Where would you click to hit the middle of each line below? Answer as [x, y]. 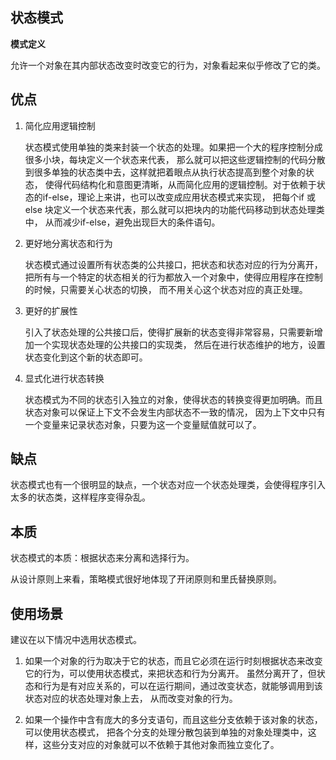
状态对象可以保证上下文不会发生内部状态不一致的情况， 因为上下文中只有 [175, 412]
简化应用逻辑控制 [60, 125]
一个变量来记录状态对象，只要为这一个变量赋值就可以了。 [143, 424]
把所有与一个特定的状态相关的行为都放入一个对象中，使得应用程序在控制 [173, 277]
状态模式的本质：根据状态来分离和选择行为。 [102, 558]
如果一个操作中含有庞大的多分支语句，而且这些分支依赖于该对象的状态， [173, 720]
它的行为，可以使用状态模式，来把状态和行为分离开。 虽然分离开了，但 [170, 674]
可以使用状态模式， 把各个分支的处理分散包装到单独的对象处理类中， [166, 732]
